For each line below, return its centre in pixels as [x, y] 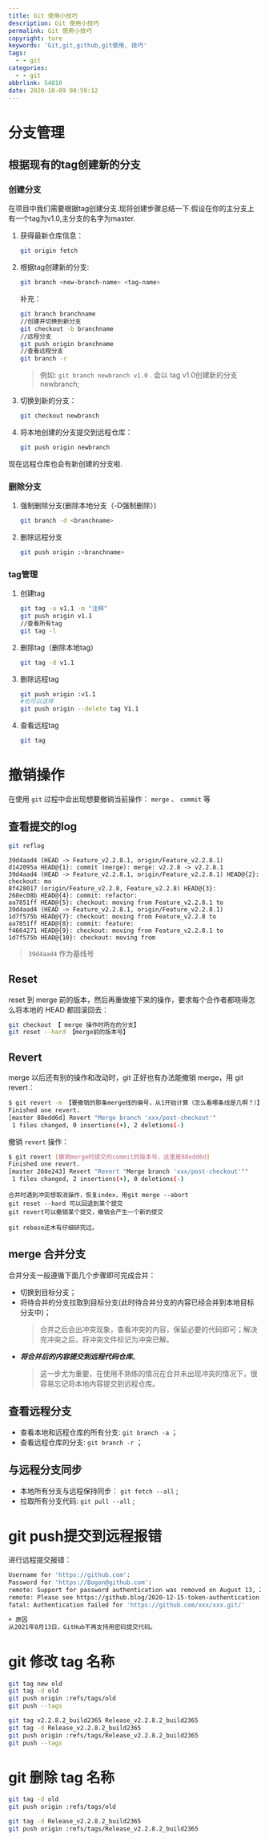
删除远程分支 [41, 537]
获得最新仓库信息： [52, 236]
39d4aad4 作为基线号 [61, 953]
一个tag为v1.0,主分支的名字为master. [75, 218]
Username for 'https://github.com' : [69, 1575]
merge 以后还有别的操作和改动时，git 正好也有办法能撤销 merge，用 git [126, 1077]
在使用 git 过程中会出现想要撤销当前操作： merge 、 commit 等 [109, 799]
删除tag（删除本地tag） [58, 647]
